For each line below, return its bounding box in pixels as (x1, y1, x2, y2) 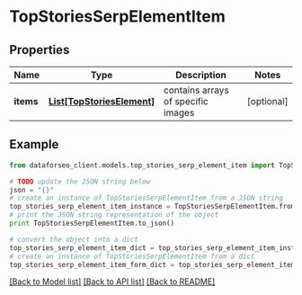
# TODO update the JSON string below (9, 177, 151, 186)
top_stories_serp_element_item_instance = (9, 202, 171, 211)
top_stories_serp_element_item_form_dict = (9, 260, 175, 269)
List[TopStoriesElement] (48, 95, 155, 107)
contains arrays (163, 84, 229, 96)
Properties (9, 42, 70, 58)
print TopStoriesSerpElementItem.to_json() (9, 219, 175, 228)
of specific (163, 95, 209, 107)
